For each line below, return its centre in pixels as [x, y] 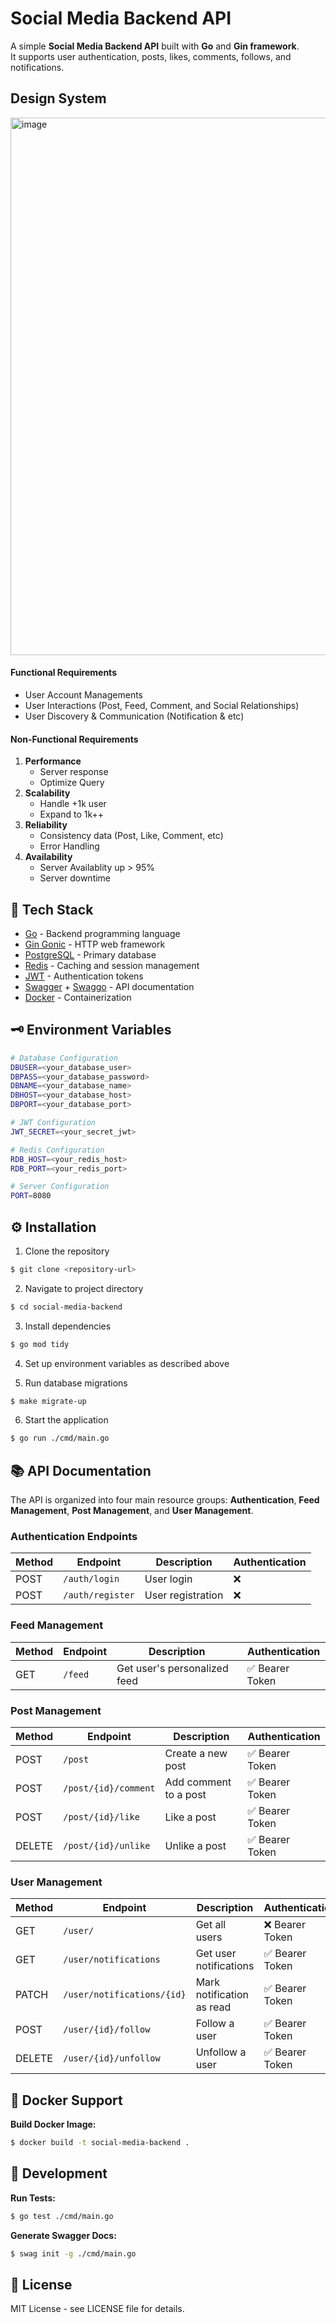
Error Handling [69, 846]
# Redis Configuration [57, 1150]
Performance [53, 761]
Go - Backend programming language [102, 933]
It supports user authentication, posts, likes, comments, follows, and [151, 56]
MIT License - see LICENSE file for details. [97, 2309]
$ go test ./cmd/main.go [62, 2216]
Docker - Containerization [78, 997]
